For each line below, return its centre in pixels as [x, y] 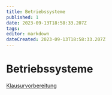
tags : [13, 28]
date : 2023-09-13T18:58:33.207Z [46, 23]
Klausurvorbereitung [31, 85]
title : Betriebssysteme [36, 12]
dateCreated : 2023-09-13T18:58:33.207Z [56, 39]
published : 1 [22, 17]
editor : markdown [28, 34]
